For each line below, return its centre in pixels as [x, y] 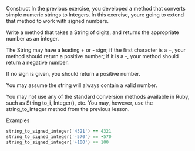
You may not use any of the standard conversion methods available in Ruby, [98, 97]
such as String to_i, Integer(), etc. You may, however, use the [80, 103]
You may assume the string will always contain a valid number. [82, 85]
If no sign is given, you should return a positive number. [73, 74]
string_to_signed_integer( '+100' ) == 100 [58, 142]
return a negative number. [38, 62]
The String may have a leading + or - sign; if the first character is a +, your [96, 50]
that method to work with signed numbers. [58, 21]
